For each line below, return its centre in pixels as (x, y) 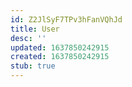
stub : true (33, 66)
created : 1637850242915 (60, 57)
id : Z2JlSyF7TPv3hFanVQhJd (66, 19)
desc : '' (28, 38)
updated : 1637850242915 (60, 47)
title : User (35, 29)
